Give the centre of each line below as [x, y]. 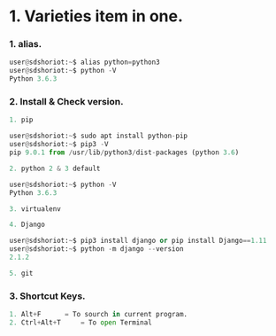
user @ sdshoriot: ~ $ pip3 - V [59, 145]
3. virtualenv [35, 209]
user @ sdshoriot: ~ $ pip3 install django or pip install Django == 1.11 [138, 241]
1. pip [21, 120]
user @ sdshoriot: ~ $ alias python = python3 [85, 63]
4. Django [27, 225]
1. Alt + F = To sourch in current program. [99, 315]
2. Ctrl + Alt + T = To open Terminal [80, 322]
